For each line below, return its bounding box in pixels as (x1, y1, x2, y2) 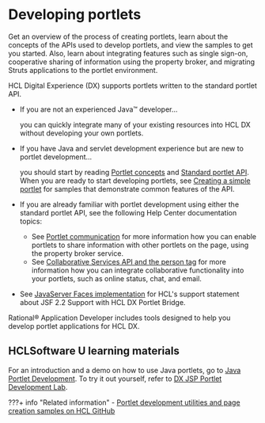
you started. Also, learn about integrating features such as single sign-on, (8, 48, 248, 58)
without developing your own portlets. (19, 128, 144, 138)
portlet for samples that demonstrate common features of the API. (19, 184, 235, 193)
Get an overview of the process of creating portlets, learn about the (8, 32, 229, 41)
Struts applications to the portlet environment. (8, 65, 158, 74)
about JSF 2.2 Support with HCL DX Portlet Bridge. (19, 297, 186, 307)
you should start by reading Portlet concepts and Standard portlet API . (19, 167, 249, 177)
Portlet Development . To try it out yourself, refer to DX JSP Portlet (8, 374, 222, 383)
